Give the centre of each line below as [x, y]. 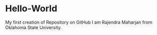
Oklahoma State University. [34, 27]
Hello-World [31, 9]
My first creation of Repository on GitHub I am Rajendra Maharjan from [79, 22]
